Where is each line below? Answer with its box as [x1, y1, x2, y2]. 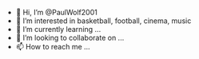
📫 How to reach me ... [15, 42, 90, 51]
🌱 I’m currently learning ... [15, 25, 101, 33]
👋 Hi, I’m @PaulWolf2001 [15, 8, 98, 17]
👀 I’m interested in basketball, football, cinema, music [15, 16, 192, 26]
